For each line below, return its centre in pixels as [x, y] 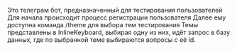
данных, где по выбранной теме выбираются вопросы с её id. [102, 40]
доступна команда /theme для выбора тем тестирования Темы [103, 25]
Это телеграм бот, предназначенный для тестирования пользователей [115, 10]
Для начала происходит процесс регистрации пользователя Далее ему [117, 17]
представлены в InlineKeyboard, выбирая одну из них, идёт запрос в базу [119, 32]
